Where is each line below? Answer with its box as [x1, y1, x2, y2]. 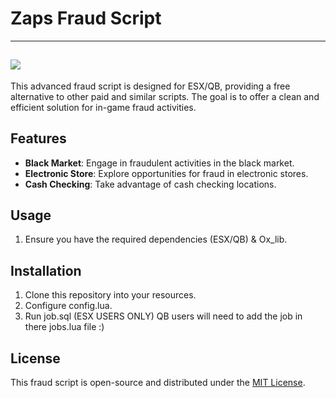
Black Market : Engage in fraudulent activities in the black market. [24, 157, 295, 169]
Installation [10, 262, 82, 279]
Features [10, 130, 67, 147]
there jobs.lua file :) [24, 321, 105, 333]
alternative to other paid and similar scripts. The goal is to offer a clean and [10, 90, 320, 102]
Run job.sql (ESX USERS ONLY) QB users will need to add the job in [24, 310, 303, 322]
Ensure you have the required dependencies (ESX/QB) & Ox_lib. [24, 233, 288, 246]
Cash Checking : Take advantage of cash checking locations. [24, 178, 277, 190]
